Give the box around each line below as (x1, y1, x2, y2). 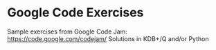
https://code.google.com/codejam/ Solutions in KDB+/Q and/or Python (7, 34, 209, 42)
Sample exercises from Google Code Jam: (7, 27, 128, 36)
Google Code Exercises (7, 5, 144, 21)
